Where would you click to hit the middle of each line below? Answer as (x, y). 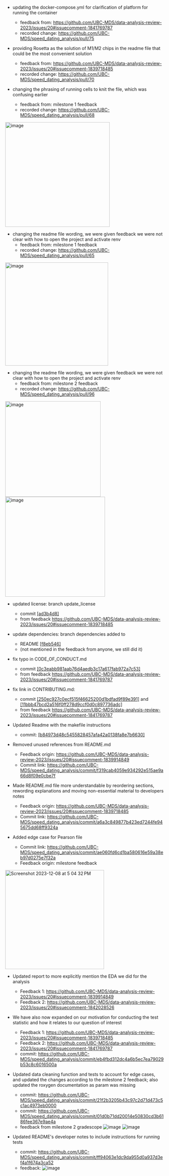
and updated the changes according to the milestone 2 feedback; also (85, 1080)
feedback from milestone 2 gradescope (61, 1127)
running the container (35, 13)
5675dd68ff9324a (39, 827)
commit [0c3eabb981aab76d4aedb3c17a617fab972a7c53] (80, 669)
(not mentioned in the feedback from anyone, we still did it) (81, 649)
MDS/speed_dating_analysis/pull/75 (57, 38)
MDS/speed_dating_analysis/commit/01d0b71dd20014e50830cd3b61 (92, 1116)
